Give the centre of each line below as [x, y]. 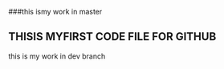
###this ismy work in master [55, 12]
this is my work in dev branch [57, 56]
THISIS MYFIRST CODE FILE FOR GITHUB [112, 37]
